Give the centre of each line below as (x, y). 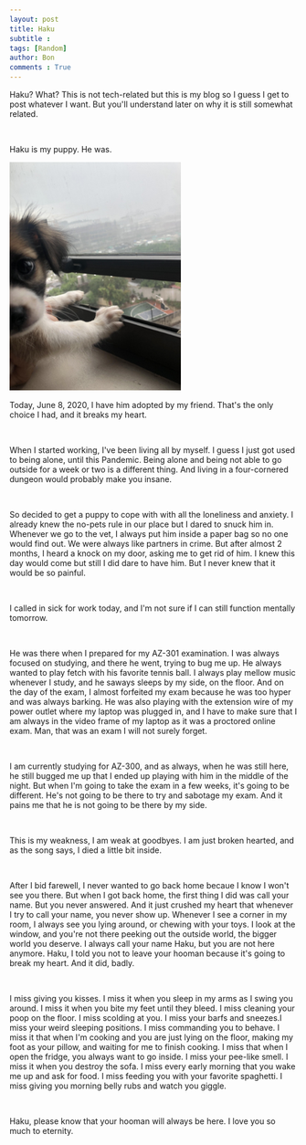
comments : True (40, 68)
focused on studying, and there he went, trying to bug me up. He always (146, 663)
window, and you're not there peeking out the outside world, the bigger (143, 934)
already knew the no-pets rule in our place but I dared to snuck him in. (142, 524)
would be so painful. (48, 572)
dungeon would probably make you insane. (90, 479)
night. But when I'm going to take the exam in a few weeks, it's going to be (149, 786)
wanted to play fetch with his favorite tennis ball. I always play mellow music (153, 672)
